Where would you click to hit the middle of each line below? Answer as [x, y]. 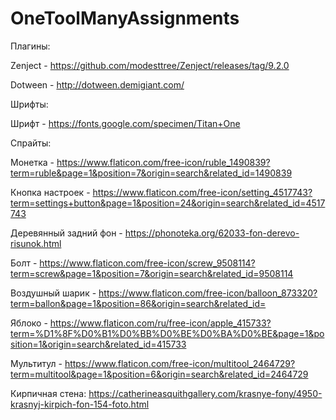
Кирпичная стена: [48, 393]
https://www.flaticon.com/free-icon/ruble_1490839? [163, 162]
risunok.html [36, 243]
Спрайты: [31, 143]
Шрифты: [29, 104]
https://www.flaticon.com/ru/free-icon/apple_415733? [160, 323]
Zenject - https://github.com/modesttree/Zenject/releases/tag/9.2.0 [150, 65]
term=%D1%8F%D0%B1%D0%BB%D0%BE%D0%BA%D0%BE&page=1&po [167, 333]
